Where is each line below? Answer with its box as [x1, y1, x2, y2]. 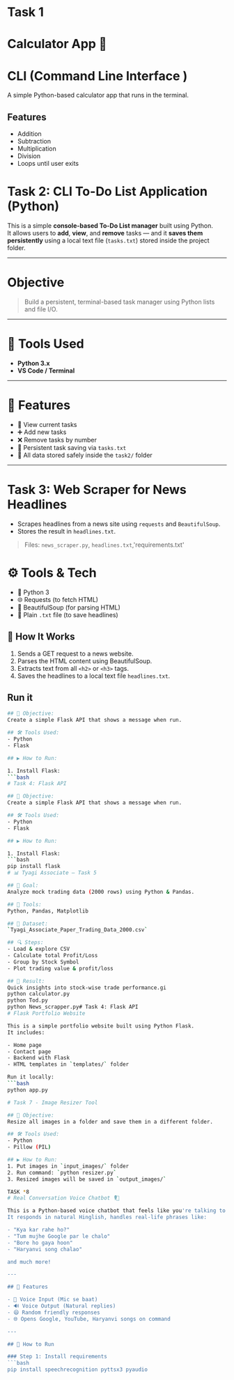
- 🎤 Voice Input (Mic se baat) [7, 1296, 98, 1303]
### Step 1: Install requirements [7, 1353, 108, 1360]
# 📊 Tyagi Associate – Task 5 [7, 869, 97, 876]
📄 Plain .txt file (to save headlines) [17, 610, 118, 619]
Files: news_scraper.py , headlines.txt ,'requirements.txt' [24, 541, 185, 549]
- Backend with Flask [7, 1055, 70, 1062]
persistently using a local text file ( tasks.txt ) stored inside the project [7, 236, 210, 245]
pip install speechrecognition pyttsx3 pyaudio [7, 1366, 148, 1373]
